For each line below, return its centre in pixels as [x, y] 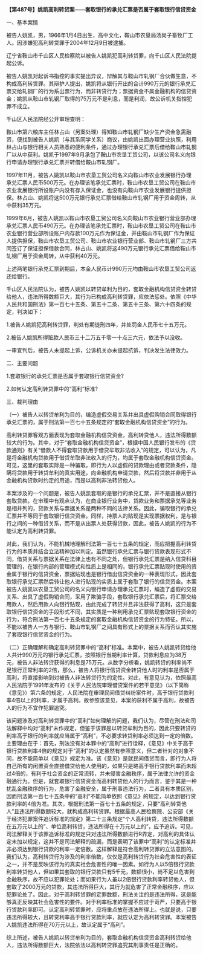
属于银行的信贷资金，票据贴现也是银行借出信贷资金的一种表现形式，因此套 [104, 574]
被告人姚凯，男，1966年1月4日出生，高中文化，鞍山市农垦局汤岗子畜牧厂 [97, 35]
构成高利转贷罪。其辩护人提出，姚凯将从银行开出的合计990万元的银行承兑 [99, 83]
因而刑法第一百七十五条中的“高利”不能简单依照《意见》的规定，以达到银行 [99, 796]
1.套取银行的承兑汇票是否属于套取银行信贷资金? [65, 376]
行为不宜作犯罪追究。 [43, 708]
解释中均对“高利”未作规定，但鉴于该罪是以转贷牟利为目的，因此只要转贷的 [104, 728]
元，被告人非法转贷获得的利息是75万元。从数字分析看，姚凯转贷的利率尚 [97, 662]
